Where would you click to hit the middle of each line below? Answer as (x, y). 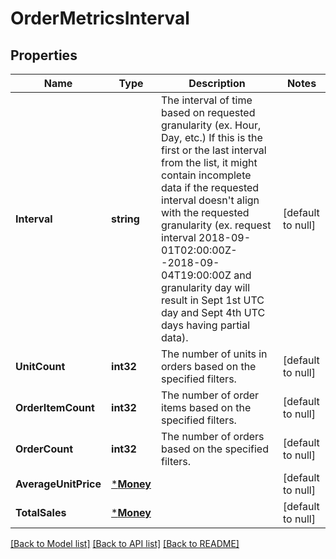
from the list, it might (209, 162)
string (125, 219)
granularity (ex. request (216, 225)
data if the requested (210, 187)
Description (217, 83)
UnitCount (40, 366)
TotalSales (41, 512)
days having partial (206, 325)
